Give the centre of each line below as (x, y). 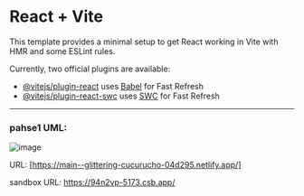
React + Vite (57, 17)
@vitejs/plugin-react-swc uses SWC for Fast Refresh (121, 96)
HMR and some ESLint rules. (62, 51)
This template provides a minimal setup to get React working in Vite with (144, 42)
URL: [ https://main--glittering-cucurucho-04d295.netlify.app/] (125, 165)
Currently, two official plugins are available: (90, 69)
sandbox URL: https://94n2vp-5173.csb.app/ (92, 182)
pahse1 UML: (38, 127)
